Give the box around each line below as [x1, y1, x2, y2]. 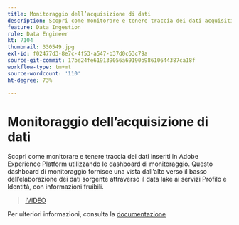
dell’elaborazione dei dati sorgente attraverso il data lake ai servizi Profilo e [7, 175, 227, 184]
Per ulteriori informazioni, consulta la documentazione [7, 210, 166, 219]
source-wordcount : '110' [7, 70, 81, 77]
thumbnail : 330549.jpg [7, 43, 75, 51]
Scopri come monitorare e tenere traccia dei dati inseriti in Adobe [7, 152, 199, 161]
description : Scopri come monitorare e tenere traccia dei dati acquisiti [7, 17, 234, 24]
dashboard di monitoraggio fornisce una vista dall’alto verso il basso [7, 167, 208, 176]
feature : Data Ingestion [7, 23, 81, 31]
